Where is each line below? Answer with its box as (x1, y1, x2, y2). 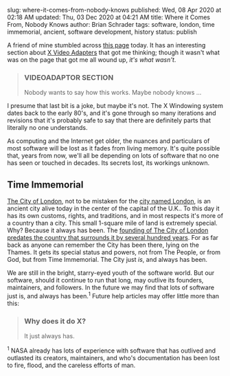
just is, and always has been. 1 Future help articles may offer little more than (7, 291, 220, 300)
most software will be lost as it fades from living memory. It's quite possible (7, 144, 220, 153)
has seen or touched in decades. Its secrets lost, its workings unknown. (7, 159, 210, 167)
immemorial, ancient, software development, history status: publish (7, 27, 197, 36)
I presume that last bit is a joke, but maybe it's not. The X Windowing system (7, 102, 224, 110)
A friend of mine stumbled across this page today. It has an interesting (7, 41, 206, 49)
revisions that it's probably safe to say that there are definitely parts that (7, 116, 211, 124)
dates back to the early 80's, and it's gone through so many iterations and (7, 109, 216, 118)
